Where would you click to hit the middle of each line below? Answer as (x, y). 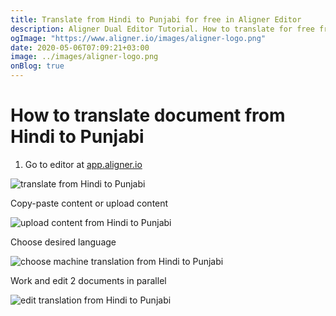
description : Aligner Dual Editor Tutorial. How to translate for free (162, 29)
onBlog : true (37, 66)
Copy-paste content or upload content (89, 203)
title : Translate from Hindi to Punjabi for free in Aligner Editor (156, 19)
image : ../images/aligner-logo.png (84, 57)
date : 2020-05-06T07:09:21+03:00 (80, 47)
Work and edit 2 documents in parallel (88, 280)
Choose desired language (63, 242)
